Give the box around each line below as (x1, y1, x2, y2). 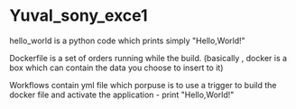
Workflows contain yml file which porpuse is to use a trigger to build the (9, 79, 277, 90)
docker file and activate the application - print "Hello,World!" (9, 89, 235, 100)
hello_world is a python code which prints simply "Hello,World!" (9, 35, 245, 46)
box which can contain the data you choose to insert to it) (9, 62, 224, 73)
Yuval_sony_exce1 (9, 5, 148, 26)
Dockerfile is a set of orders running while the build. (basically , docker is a (9, 52, 287, 63)
